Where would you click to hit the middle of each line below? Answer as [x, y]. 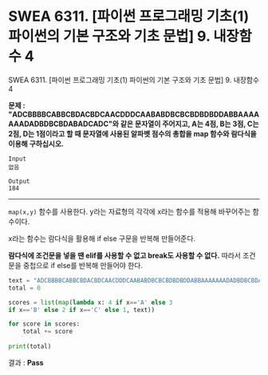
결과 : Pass [26, 362]
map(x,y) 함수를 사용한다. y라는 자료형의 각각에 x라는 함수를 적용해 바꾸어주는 [130, 211]
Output [19, 181]
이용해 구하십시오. [36, 144]
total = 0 [25, 288]
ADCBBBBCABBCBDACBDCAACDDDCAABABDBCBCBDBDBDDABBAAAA [136, 114]
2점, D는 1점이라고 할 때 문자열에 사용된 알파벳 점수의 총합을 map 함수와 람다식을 [133, 133]
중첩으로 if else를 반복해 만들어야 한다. [83, 265]
